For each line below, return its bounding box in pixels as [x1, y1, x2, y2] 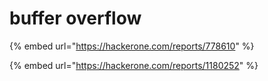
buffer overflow [9, 7, 142, 30]
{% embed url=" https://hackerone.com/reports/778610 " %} [9, 40, 255, 52]
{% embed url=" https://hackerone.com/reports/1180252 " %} [9, 59, 259, 71]
